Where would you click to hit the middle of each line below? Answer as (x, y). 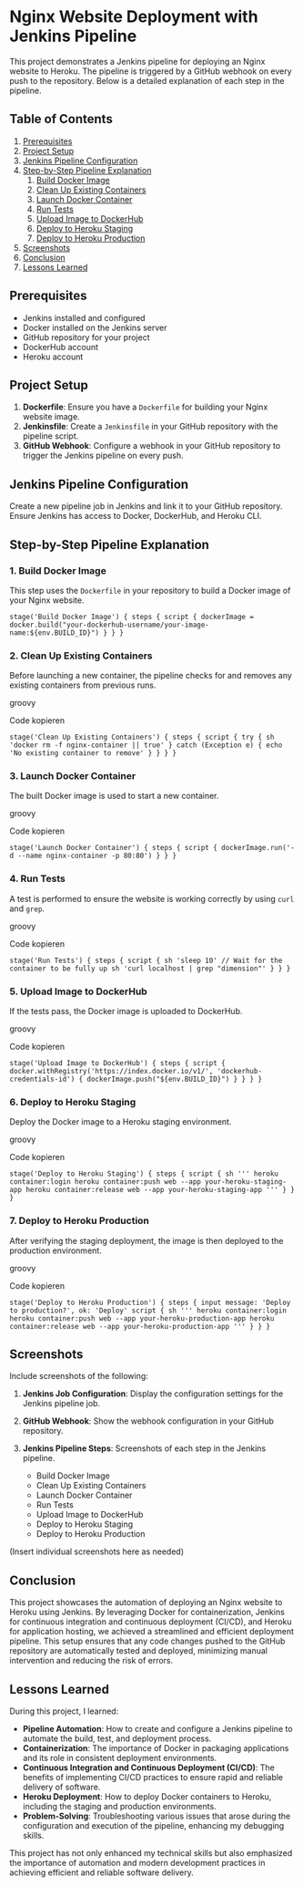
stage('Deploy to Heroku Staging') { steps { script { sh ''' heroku (144, 1174)
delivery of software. (61, 1787)
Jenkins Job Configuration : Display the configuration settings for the (153, 1394)
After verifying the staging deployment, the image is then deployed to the (146, 1240)
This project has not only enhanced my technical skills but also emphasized (151, 1853)
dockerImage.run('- (258, 848)
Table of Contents (61, 119)
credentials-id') (42, 1079)
